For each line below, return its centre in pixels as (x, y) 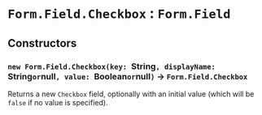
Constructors (42, 43)
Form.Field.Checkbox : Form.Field (119, 13)
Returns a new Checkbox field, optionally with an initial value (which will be (131, 94)
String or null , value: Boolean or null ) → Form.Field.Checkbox (128, 76)
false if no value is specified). (58, 102)
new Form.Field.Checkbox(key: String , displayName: (112, 66)
